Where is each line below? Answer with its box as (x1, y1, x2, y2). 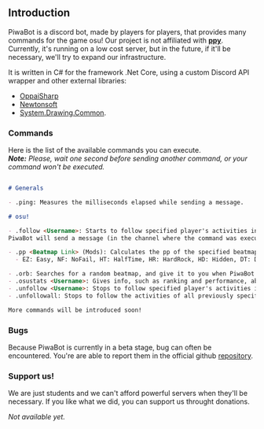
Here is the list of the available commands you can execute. (8, 146, 202, 155)
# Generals (8, 184, 44, 192)
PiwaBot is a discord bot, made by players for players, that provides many (8, 27, 247, 36)
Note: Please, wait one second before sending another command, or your (8, 153, 247, 164)
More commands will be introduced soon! (8, 306, 143, 314)
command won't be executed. (8, 162, 105, 172)
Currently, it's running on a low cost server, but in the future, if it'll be (8, 43, 231, 54)
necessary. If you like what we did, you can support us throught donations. (8, 397, 250, 406)
